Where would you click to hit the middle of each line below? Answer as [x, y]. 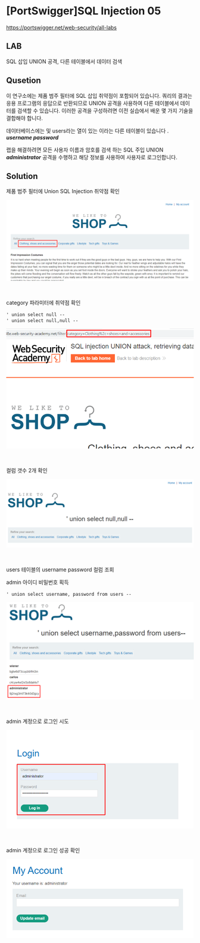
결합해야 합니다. [25, 118]
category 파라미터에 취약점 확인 [43, 302]
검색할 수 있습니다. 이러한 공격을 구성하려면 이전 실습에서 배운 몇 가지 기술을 [105, 110]
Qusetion [24, 81]
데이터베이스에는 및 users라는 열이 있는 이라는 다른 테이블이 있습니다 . [87, 131]
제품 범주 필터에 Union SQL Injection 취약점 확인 [63, 191]
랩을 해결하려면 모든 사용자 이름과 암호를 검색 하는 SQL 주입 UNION [85, 150]
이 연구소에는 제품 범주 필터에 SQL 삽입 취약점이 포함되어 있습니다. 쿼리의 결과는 [99, 95]
